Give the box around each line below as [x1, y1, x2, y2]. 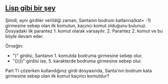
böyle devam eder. [5, 33, 44, 39]
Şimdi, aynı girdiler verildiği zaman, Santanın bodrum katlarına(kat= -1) [5, 17, 151, 23]
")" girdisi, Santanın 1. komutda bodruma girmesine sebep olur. [12, 52, 143, 58]
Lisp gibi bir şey [5, 4, 56, 12]
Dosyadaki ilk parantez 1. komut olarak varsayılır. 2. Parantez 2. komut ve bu [5, 27, 163, 34]
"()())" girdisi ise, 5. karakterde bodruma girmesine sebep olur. [12, 57, 142, 64]
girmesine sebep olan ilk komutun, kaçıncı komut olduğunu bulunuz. [5, 22, 147, 28]
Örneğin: [5, 42, 24, 49]
